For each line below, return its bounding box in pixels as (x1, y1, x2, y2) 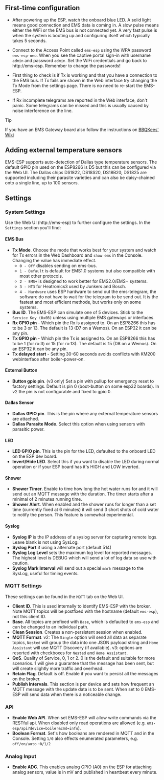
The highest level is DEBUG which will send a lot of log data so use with (12, 555, 157, 560)
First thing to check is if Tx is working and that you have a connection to (12, 72, 158, 78)
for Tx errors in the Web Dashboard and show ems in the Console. (12, 252, 143, 258)
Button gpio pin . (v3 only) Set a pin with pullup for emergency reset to (12, 378, 154, 384)
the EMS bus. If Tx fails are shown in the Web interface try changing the (12, 77, 158, 83)
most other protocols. (19, 273, 63, 279)
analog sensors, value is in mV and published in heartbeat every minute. (12, 769, 158, 775)
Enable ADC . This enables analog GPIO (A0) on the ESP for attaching (12, 764, 152, 770)
